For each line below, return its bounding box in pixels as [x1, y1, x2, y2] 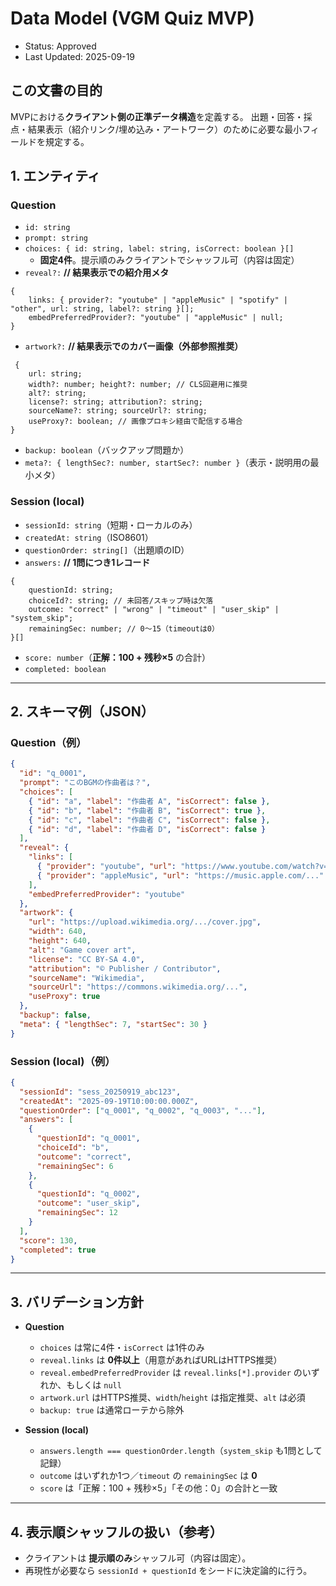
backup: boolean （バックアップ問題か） [24, 444, 190, 456]
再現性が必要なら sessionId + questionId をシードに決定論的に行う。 [24, 1565, 313, 1577]
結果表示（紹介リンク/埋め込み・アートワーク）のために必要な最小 [27, 123, 303, 135]
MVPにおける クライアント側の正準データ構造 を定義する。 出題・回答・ [10, 110, 304, 122]
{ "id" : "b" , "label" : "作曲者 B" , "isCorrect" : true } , [28, 805, 267, 816]
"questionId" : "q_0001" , [36, 1133, 141, 1144]
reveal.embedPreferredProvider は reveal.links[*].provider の [39, 1367, 303, 1379]
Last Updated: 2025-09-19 [24, 50, 136, 62]
